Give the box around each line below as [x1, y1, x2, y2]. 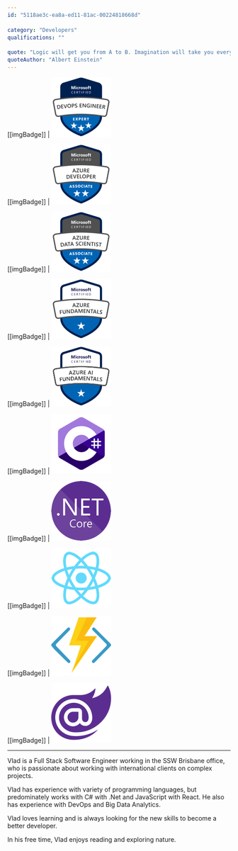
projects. [7, 771, 33, 779]
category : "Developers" [7, 26, 78, 33]
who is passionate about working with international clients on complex [7, 764, 212, 772]
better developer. [7, 821, 58, 830]
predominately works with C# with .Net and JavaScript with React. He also [7, 792, 225, 801]
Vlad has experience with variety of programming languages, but [7, 785, 197, 794]
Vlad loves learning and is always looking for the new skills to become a [7, 813, 217, 822]
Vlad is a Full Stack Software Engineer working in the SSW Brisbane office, [7, 756, 225, 765]
